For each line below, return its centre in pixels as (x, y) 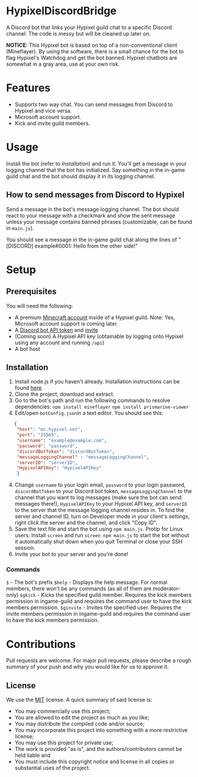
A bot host (27, 348)
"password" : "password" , (47, 446)
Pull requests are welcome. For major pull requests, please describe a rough (99, 661)
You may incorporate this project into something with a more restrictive (101, 730)
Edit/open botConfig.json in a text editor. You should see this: (89, 413)
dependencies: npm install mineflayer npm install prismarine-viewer (102, 407)
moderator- (167, 589)
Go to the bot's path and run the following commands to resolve (92, 401)
